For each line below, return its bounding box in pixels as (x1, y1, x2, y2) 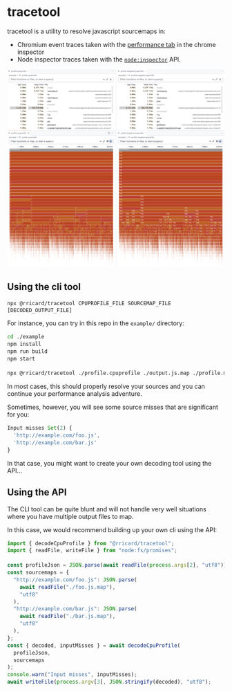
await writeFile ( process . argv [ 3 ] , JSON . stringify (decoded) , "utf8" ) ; (7, 679, 212, 686)
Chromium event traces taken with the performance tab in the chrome (17, 40, 216, 48)
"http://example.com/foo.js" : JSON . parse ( (13, 576, 137, 583)
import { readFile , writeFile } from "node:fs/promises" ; (7, 547, 177, 554)
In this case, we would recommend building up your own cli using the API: (7, 525, 217, 534)
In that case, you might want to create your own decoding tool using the (7, 459, 212, 467)
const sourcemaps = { (7, 569, 70, 576)
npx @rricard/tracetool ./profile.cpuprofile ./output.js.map (7, 370, 190, 377)
